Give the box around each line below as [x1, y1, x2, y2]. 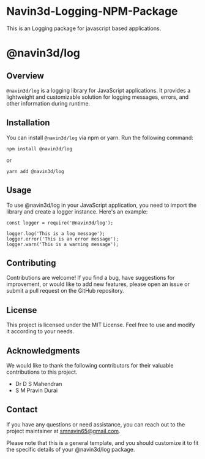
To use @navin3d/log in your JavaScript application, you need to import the [6, 201, 197, 209]
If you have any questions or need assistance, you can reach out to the [6, 420, 185, 428]
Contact [6, 404, 38, 415]
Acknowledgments [6, 345, 81, 356]
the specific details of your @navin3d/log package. [6, 445, 135, 453]
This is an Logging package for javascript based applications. [6, 25, 162, 32]
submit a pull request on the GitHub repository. [6, 287, 124, 295]
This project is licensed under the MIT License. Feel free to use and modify [6, 321, 195, 329]
